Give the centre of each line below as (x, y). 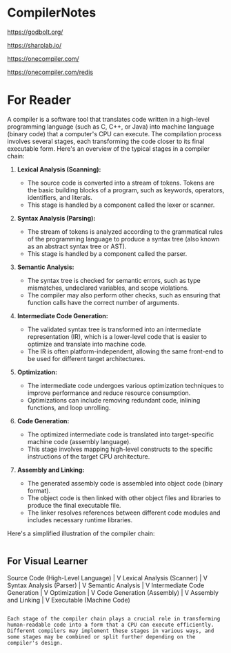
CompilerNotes (52, 13)
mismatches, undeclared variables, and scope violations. (108, 288)
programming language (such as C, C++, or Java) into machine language (111, 127)
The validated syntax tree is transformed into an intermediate (114, 329)
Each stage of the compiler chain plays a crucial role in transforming (114, 618)
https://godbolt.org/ (35, 32)
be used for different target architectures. (86, 358)
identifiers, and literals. (60, 197)
